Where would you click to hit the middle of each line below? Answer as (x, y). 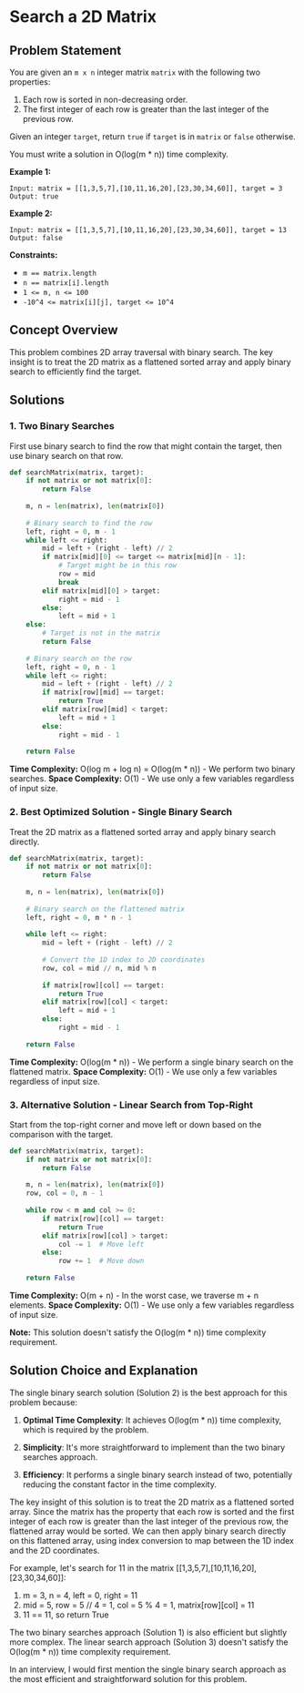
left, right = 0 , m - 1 (71, 531)
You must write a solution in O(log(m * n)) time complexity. (119, 154)
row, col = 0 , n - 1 (65, 1193)
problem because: (43, 1402)
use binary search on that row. (66, 455)
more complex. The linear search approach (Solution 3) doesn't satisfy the (149, 1642)
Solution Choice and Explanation (104, 1371)
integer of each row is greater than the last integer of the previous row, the (149, 1521)
